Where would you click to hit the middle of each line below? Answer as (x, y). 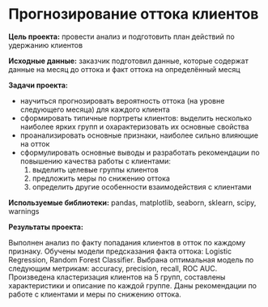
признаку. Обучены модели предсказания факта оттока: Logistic (120, 251)
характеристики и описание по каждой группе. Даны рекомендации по (133, 285)
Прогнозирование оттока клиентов (134, 14)
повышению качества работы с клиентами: (96, 161)
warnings (24, 211)
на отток (35, 143)
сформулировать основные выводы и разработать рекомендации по (140, 152)
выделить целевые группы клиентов (96, 169)
